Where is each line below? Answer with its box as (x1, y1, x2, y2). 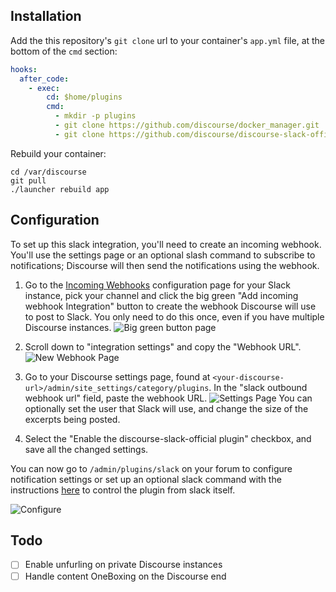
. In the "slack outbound (208, 381, 308, 393)
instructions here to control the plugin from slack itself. (10, 484, 236, 496)
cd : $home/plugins (46, 92, 123, 103)
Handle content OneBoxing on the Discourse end (24, 570, 227, 582)
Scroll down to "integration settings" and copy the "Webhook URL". (24, 340, 302, 353)
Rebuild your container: (10, 147, 107, 159)
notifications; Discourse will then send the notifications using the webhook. (10, 259, 320, 271)
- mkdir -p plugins (54, 111, 137, 121)
